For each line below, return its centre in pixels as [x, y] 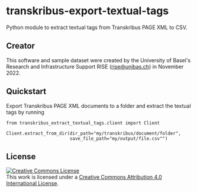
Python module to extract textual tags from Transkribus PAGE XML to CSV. [97, 27]
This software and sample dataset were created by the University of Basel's [98, 60]
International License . [33, 183]
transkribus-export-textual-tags [88, 11]
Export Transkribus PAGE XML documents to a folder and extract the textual [98, 105]
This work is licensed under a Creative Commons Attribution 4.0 [84, 177]
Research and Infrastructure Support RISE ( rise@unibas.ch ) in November [95, 66]
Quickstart [26, 92]
